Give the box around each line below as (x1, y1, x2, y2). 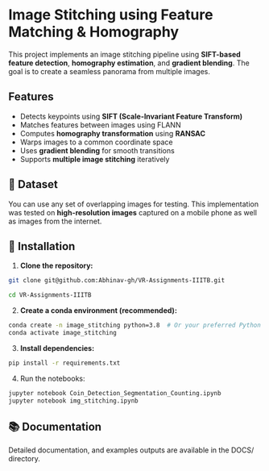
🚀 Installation (8, 240, 76, 253)
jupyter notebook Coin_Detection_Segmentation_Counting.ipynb (8, 389, 221, 397)
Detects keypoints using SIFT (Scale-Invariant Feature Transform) (19, 111, 243, 121)
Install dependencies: (19, 343, 95, 352)
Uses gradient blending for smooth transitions (19, 145, 175, 155)
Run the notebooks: (19, 373, 85, 383)
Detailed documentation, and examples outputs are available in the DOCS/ (8, 445, 255, 455)
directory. (8, 454, 40, 464)
